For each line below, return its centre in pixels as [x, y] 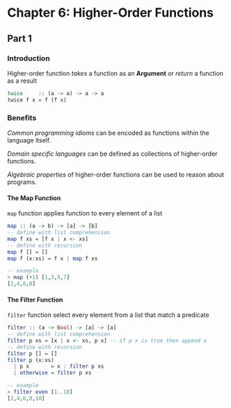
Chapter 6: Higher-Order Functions [111, 13]
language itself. [29, 140]
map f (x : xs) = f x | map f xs [53, 259]
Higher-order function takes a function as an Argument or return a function [115, 73]
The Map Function [34, 198]
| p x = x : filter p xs [59, 366]
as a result [22, 81]
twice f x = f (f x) [37, 100]
